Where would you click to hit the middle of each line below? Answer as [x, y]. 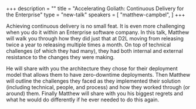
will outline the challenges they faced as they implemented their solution [93, 81]
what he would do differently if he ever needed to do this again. [83, 100]
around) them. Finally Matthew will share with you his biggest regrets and [95, 93]
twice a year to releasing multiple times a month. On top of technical [89, 45]
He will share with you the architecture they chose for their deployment [92, 69]
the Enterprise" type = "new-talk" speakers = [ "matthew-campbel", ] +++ [96, 15]
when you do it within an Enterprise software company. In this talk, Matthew [98, 32]
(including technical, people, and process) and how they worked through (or [98, 87]
